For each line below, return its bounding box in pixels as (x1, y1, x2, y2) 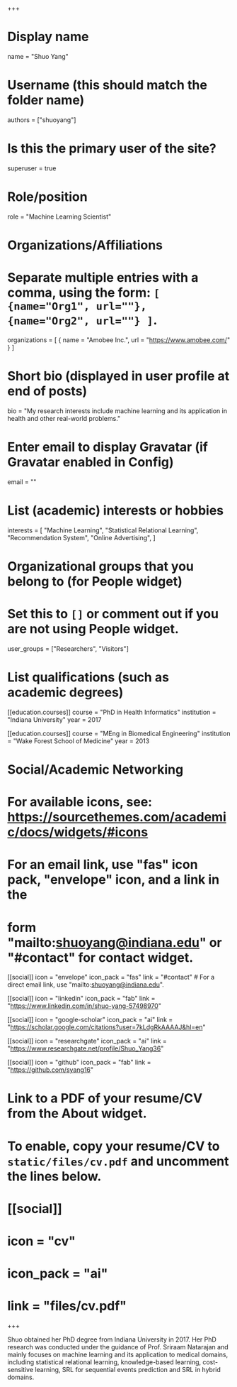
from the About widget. (7, 1105, 147, 1122)
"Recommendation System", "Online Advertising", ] (7, 533, 156, 542)
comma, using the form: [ (7, 285, 161, 301)
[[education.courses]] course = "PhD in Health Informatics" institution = (7, 708, 217, 716)
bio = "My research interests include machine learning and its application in (7, 406, 228, 415)
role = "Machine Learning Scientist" (7, 212, 112, 221)
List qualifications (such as (7, 669, 170, 685)
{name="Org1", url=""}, (7, 300, 147, 313)
